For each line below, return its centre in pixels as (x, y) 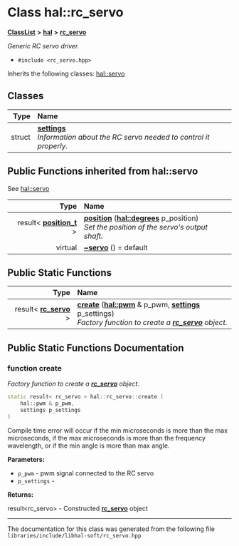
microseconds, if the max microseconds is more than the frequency (107, 438)
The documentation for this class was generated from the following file (111, 529)
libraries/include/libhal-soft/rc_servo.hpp (74, 535)
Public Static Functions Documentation (96, 347)
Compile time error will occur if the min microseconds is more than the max (118, 430)
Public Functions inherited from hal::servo (103, 171)
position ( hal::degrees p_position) (142, 218)
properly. (53, 145)
